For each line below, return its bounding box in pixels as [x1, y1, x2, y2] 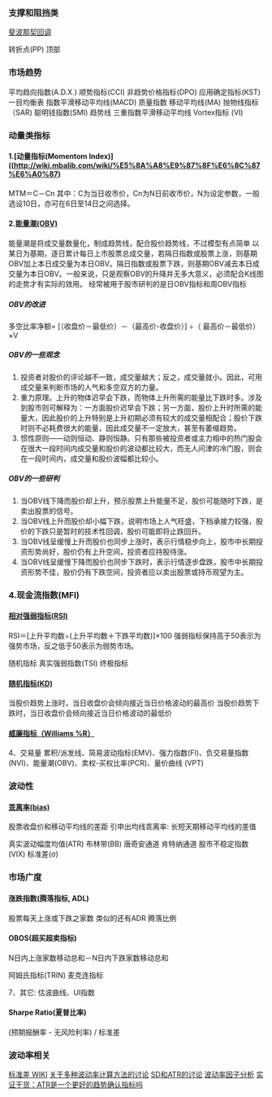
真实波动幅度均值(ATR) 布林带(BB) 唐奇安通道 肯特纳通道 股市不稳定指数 [8, 839, 249, 849]
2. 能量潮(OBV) [8, 218, 58, 229]
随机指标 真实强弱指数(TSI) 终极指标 [8, 658, 128, 668]
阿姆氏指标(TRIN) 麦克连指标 [8, 970, 104, 980]
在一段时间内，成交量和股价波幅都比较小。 [19, 454, 163, 463]
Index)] [89, 151, 114, 161]
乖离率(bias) [8, 802, 50, 812]
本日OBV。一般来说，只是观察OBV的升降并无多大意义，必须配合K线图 [29, 269, 264, 279]
